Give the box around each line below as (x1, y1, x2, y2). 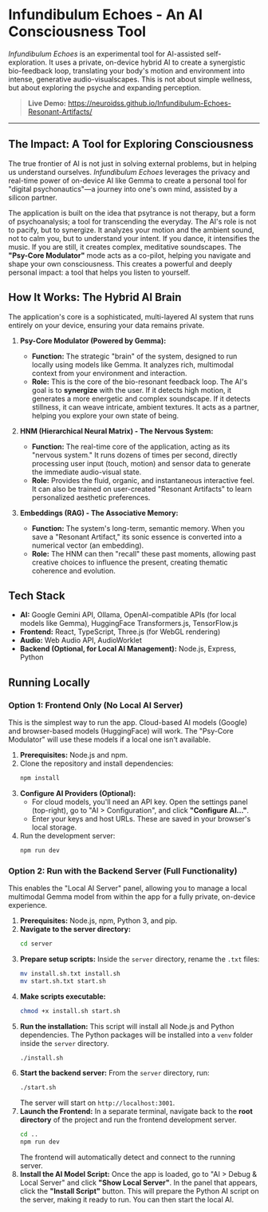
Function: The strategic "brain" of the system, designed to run (31, 351, 238, 361)
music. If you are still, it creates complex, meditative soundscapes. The (8, 242, 242, 252)
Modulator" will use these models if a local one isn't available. (8, 735, 211, 744)
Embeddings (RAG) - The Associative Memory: (19, 508, 179, 517)
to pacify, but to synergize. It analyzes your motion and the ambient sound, (8, 225, 254, 235)
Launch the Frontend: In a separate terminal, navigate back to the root (19, 1107, 253, 1116)
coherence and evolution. (31, 565, 116, 576)
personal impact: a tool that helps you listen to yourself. (8, 267, 191, 277)
